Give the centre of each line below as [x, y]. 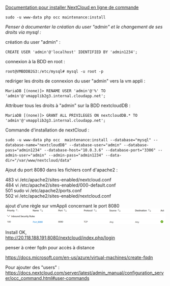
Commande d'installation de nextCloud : [47, 130]
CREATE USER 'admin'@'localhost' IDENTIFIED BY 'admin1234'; [72, 52]
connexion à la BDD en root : [35, 61]
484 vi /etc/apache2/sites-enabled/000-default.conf [61, 185]
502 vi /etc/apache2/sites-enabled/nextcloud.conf [58, 196]
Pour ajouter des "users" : [33, 268]
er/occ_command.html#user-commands [47, 278]
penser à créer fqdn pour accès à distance [50, 248]
